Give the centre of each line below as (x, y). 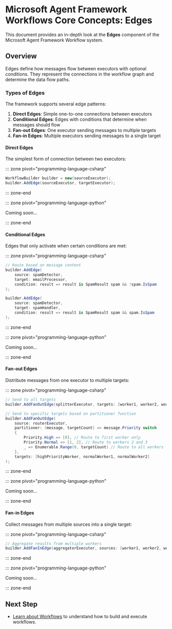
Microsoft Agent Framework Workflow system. (54, 40)
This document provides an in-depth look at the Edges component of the (82, 34)
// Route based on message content (43, 265)
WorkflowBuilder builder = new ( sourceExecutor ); (58, 178)
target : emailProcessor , (41, 279)
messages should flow (36, 125)
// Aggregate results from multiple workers (53, 544)
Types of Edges (25, 92)
